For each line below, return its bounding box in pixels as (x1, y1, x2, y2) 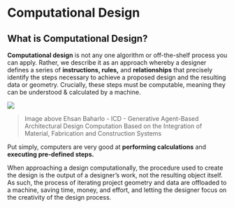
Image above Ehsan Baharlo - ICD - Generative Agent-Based (24, 115, 199, 122)
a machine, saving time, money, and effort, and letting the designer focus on (7, 186, 227, 194)
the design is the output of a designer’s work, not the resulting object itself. (7, 171, 224, 179)
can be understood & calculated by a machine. (7, 88, 141, 96)
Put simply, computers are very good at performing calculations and (7, 143, 207, 151)
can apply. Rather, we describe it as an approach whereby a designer (7, 58, 207, 67)
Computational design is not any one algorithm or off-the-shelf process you (7, 51, 228, 59)
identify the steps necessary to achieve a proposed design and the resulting (7, 73, 226, 81)
